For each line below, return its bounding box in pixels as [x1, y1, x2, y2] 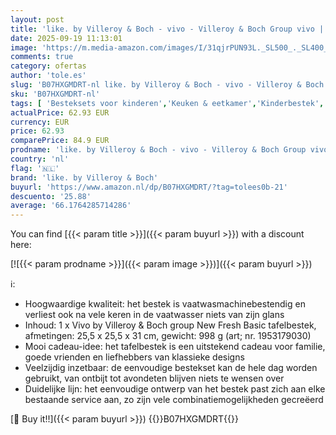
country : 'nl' [10, 154, 70, 164]
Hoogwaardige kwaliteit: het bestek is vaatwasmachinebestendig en [24, 298, 306, 310]
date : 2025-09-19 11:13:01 [10, 33, 123, 43]
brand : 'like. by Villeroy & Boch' [10, 172, 159, 183]
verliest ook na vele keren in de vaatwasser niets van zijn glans [24, 309, 285, 321]
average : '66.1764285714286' [10, 201, 132, 211]
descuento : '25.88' [10, 191, 92, 201]
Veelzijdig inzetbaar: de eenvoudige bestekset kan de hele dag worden [24, 362, 318, 374]
